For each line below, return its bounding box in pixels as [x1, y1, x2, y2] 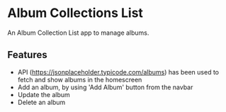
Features [7, 49, 47, 61]
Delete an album [17, 98, 66, 106]
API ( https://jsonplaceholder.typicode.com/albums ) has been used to [17, 67, 220, 76]
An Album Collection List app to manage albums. [7, 28, 149, 37]
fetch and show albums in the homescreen [17, 75, 142, 84]
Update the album [17, 90, 71, 99]
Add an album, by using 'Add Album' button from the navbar [17, 83, 193, 91]
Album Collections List [7, 5, 144, 21]
